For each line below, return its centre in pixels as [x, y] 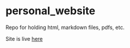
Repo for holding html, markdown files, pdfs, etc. [65, 27]
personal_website [50, 11]
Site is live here [24, 39]
